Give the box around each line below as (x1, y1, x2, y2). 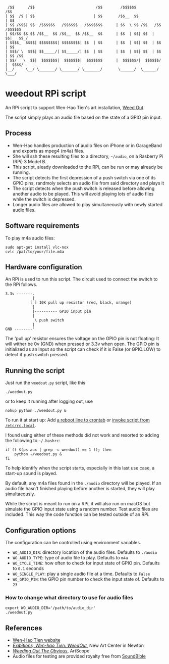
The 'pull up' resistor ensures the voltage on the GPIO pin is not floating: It (5, 336, 159, 342)
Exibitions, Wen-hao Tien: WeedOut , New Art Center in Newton (12, 642, 144, 649)
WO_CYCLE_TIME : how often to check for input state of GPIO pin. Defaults (12, 560, 160, 566)
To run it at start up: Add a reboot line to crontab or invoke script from (5, 417, 150, 423)
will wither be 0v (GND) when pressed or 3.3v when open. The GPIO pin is (5, 341, 160, 347)
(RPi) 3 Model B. (12, 158, 47, 164)
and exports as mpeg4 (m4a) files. (12, 148, 85, 154)
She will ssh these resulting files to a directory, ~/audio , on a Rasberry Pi (12, 153, 163, 159)
